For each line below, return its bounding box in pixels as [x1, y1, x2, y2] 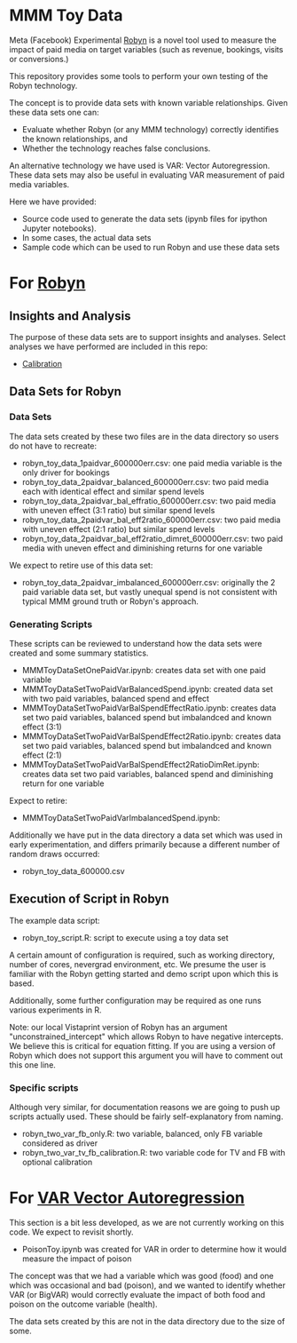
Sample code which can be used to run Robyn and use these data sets [21, 242, 280, 252]
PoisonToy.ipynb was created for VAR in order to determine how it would [21, 1244, 287, 1254]
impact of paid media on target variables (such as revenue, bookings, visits [9, 44, 284, 54]
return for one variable [21, 778, 105, 789]
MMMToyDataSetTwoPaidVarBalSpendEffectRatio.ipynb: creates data [21, 703, 277, 713]
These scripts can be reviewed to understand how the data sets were [9, 638, 262, 648]
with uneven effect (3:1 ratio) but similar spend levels [21, 505, 215, 515]
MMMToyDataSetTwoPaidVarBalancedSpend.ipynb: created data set [21, 683, 273, 694]
